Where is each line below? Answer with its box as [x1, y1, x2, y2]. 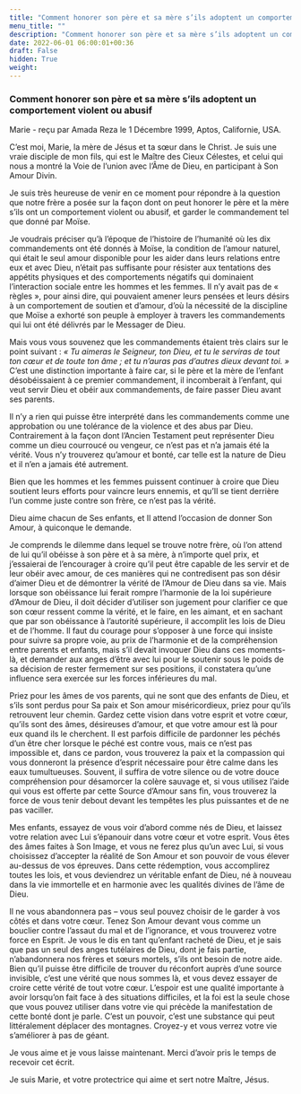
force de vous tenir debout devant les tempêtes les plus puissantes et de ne [9, 795, 289, 806]
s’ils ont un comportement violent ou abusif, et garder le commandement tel [9, 207, 289, 218]
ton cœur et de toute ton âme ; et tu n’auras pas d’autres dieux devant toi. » [9, 356, 289, 367]
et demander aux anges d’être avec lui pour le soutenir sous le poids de [20, 654, 284, 664]
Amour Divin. [9, 170, 57, 181]
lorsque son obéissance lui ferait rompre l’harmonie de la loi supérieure [9, 587, 272, 598]
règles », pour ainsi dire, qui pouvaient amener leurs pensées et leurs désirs [9, 291, 289, 301]
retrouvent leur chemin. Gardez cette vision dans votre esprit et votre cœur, [9, 709, 288, 720]
